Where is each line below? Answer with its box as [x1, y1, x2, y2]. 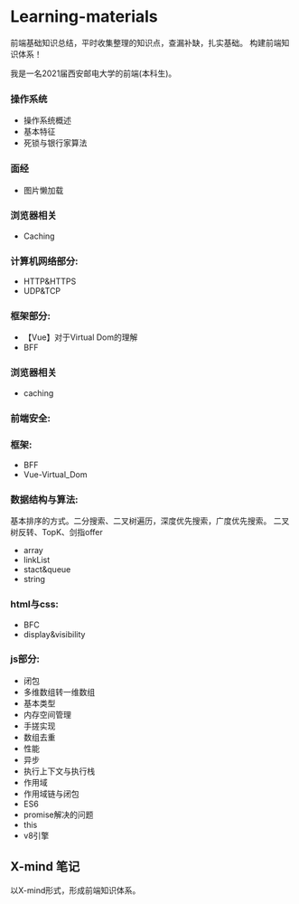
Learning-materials [10, 6, 158, 27]
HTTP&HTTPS [23, 276, 77, 287]
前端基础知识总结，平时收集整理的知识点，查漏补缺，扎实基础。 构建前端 [10, 37, 282, 48]
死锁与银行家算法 [23, 137, 88, 148]
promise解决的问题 [23, 809, 94, 820]
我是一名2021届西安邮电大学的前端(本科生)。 [10, 68, 177, 79]
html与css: [10, 598, 60, 611]
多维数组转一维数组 [23, 686, 96, 697]
